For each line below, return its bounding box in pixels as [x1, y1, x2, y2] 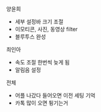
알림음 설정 [14, 66, 41, 73]
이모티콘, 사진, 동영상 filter [14, 26, 78, 33]
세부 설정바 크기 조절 [14, 18, 64, 25]
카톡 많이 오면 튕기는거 [14, 99, 69, 107]
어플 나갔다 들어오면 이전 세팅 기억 [14, 92, 96, 99]
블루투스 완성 [14, 33, 46, 40]
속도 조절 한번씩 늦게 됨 [14, 59, 70, 66]
